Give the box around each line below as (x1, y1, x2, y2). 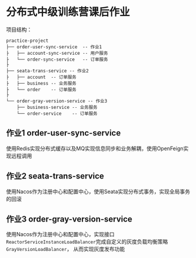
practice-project (6, 38, 49, 44)
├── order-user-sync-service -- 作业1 (6, 44, 102, 50)
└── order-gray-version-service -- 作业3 (6, 98, 108, 104)
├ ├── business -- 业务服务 (6, 80, 77, 86)
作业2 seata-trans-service (6, 171, 104, 181)
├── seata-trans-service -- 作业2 (6, 68, 89, 74)
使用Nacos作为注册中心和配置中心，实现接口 (6, 231, 115, 238)
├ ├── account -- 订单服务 (6, 74, 77, 80)
